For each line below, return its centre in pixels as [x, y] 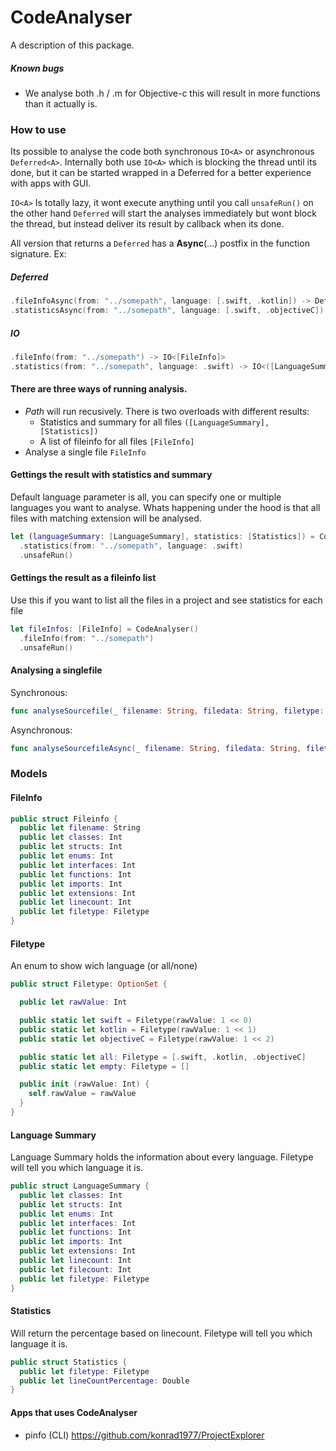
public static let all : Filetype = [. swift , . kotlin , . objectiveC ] [163, 1057]
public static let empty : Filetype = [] [104, 1066]
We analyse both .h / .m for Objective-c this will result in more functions [172, 93]
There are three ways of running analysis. [99, 389]
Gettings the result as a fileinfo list [83, 578]
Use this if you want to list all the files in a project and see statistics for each [166, 600]
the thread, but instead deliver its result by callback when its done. [147, 224]
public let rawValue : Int [73, 1002]
